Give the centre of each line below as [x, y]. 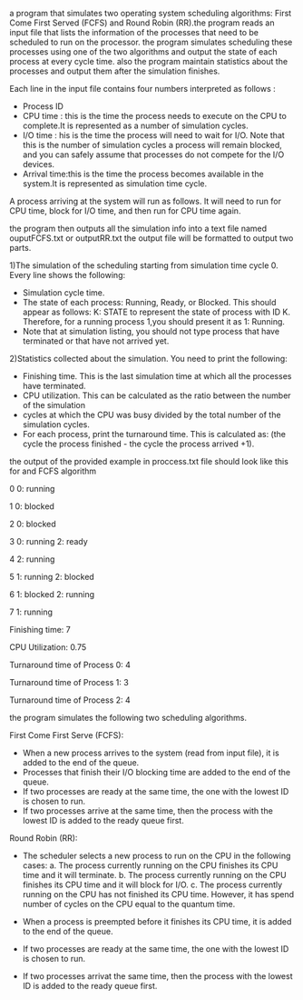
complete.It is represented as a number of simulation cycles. [136, 125]
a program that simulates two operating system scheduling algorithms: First [151, 13]
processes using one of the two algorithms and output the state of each [143, 52]
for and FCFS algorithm [53, 471]
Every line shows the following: [67, 275]
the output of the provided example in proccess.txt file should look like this [149, 461]
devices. [39, 164]
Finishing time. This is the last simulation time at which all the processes [157, 376]
